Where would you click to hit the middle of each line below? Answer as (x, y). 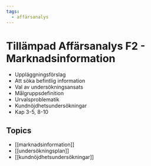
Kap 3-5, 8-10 (32, 112)
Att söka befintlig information (50, 81)
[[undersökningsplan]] (42, 151)
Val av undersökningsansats (49, 87)
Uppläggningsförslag (40, 74)
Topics (19, 131)
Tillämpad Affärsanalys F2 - (76, 46)
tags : (13, 11)
